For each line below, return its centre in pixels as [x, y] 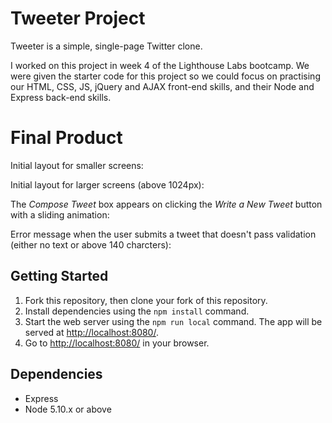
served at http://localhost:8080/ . [91, 332]
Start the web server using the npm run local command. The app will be [173, 321]
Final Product [66, 138]
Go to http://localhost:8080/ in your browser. [117, 343]
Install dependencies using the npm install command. [137, 311]
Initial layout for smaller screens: [77, 165]
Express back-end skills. [61, 97]
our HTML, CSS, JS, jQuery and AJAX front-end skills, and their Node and [162, 86]
